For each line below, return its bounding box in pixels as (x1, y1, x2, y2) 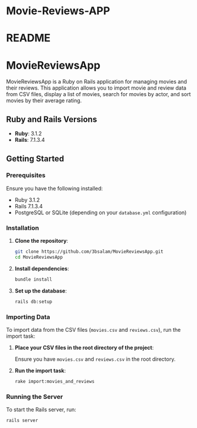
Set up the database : (14, 287, 67, 294)
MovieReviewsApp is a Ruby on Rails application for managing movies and (6, 78, 188, 85)
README (6, 31, 51, 45)
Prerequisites (6, 171, 46, 179)
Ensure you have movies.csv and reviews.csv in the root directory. (14, 355, 176, 363)
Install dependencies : (14, 265, 69, 272)
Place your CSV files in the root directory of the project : (14, 344, 154, 351)
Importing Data (6, 313, 50, 321)
